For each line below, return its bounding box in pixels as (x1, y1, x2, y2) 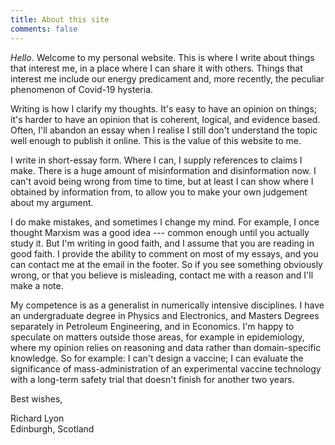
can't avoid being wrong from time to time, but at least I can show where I (10, 175, 314, 187)
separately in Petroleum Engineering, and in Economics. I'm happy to (10, 320, 295, 332)
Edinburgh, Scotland (10, 422, 95, 435)
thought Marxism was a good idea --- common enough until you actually (10, 226, 310, 238)
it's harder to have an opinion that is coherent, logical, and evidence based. (10, 113, 321, 125)
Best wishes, (10, 392, 63, 405)
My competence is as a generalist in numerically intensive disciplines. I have (10, 299, 325, 311)
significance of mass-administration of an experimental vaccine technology (10, 362, 322, 375)
